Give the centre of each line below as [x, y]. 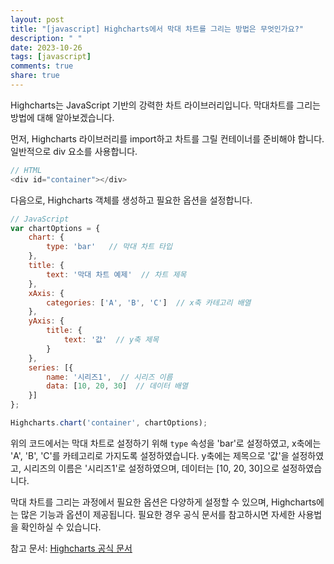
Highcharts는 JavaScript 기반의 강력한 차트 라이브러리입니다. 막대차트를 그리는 [165, 105]
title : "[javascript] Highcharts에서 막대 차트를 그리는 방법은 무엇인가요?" [157, 29]
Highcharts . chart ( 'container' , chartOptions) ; [109, 423]
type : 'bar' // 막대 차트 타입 [109, 247]
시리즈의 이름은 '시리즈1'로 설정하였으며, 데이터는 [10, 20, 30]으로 [151, 468]
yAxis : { [46, 321]
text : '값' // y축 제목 [111, 340]
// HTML [26, 170]
